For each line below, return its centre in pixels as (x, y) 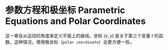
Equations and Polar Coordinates (76, 21)
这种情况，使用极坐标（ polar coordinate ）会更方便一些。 (74, 42)
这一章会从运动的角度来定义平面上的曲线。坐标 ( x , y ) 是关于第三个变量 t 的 (82, 35)
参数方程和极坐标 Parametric (65, 10)
